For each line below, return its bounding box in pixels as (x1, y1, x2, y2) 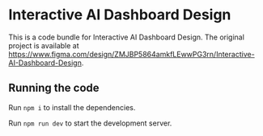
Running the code (8, 81, 100, 95)
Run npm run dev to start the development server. (8, 118, 172, 128)
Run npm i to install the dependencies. (8, 102, 136, 112)
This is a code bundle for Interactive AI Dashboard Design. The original (8, 32, 245, 42)
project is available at (8, 40, 79, 50)
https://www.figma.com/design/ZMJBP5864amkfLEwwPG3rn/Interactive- (8, 49, 255, 59)
